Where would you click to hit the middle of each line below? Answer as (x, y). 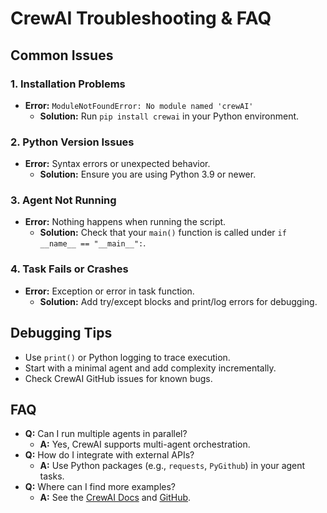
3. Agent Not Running (63, 200)
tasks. (52, 476)
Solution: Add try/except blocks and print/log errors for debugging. (178, 301)
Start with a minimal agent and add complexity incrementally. (150, 368)
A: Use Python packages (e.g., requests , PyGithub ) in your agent (172, 466)
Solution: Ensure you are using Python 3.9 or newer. (148, 174)
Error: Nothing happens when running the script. (125, 222)
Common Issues (62, 55)
